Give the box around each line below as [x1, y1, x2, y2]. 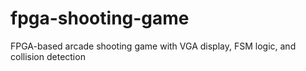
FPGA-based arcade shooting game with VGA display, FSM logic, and [10, 40, 297, 52]
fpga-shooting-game [10, 7, 190, 30]
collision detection [10, 50, 86, 62]
